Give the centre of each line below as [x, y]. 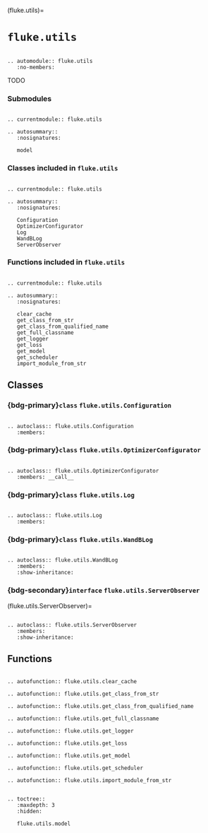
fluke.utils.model [44, 823]
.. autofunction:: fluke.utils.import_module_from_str [90, 780]
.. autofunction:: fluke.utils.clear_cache [72, 681]
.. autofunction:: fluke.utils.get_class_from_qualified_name [100, 706]
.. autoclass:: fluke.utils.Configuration [71, 426]
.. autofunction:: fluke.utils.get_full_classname [83, 719]
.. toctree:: [26, 799]
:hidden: [29, 811]
